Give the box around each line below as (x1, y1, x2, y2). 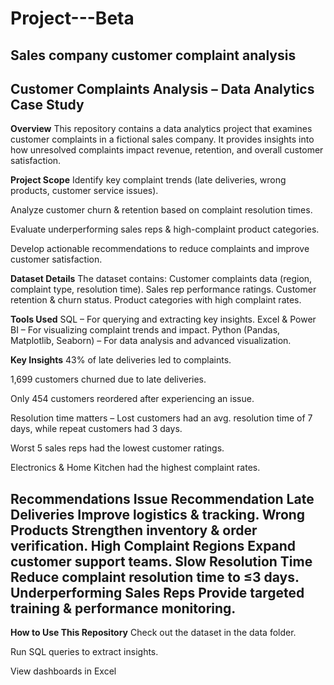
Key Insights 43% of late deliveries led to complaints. (10, 354, 232, 366)
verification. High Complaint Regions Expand (10, 537, 297, 554)
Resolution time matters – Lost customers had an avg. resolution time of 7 (10, 412, 313, 424)
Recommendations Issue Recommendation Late (10, 490, 315, 507)
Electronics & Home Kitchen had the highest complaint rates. (10, 462, 261, 474)
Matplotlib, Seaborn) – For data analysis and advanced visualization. (10, 335, 292, 347)
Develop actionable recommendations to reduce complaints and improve (10, 243, 310, 255)
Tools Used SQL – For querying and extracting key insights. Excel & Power (10, 313, 317, 326)
